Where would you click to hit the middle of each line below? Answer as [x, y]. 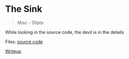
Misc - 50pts [30, 23]
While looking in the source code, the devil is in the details [64, 32]
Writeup [13, 51]
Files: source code [24, 42]
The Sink [24, 9]
